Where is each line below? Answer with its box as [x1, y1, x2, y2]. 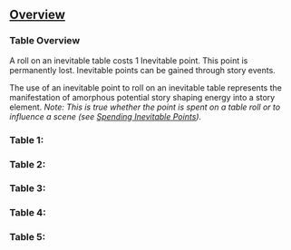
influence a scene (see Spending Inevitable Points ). [9, 111, 202, 121]
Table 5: [9, 231, 46, 244]
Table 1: [9, 133, 44, 146]
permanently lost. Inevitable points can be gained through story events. [9, 64, 276, 75]
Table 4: [9, 207, 47, 219]
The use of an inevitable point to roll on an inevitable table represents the [9, 82, 283, 93]
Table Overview [9, 34, 81, 47]
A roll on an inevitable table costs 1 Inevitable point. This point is [9, 54, 248, 66]
